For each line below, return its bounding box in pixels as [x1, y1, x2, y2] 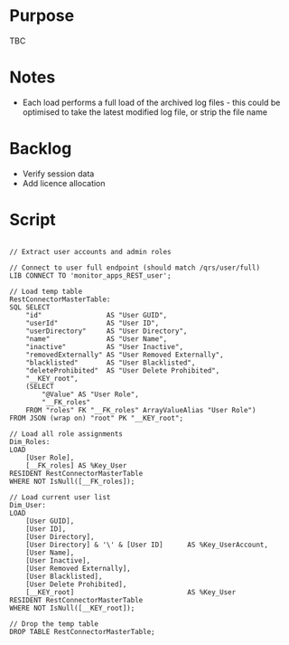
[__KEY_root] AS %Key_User [25, 587, 237, 597]
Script [9, 210, 56, 230]
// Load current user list [9, 492, 111, 502]
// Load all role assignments [9, 429, 124, 439]
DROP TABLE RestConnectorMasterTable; [9, 627, 155, 636]
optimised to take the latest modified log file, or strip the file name [22, 106, 268, 118]
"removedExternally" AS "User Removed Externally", [25, 350, 224, 359]
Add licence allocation [22, 177, 106, 188]
